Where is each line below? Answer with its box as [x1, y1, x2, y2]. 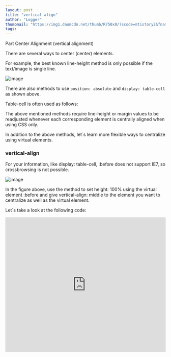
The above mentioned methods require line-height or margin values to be [5, 111, 159, 117]
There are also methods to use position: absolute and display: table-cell [5, 85, 165, 92]
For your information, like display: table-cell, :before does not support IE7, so [5, 161, 165, 168]
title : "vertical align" [5, 12, 58, 17]
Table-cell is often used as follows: [5, 101, 78, 107]
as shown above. [5, 91, 41, 97]
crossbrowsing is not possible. [5, 166, 70, 173]
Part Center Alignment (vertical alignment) [5, 40, 94, 46]
